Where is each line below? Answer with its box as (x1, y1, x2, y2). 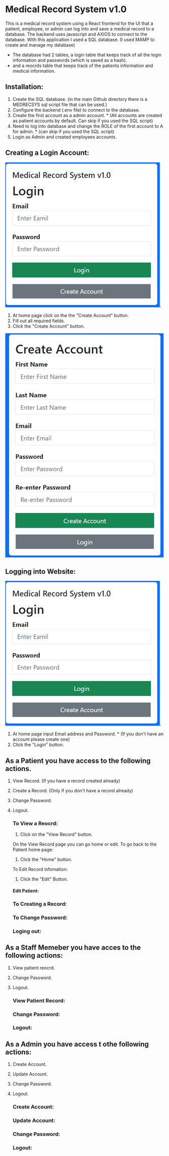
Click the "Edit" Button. (20, 876, 68, 882)
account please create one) (12, 737, 70, 743)
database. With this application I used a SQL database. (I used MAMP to (5, 37, 155, 43)
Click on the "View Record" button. (20, 831, 93, 837)
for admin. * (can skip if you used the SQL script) (12, 128, 115, 134)
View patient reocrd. (12, 965, 55, 971)
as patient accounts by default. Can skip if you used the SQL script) (12, 118, 153, 124)
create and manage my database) (5, 42, 76, 48)
